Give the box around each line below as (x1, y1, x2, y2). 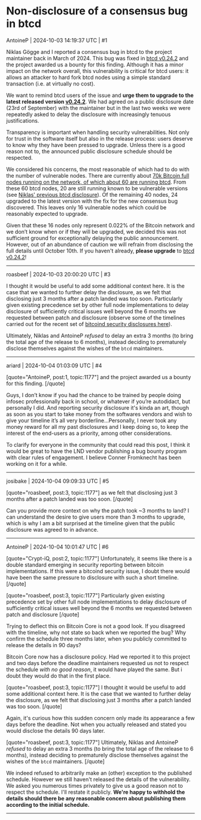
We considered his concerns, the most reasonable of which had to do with (6, 166, 190, 173)
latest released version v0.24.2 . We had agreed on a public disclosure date (6, 97, 194, 105)
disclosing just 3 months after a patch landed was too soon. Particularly (6, 295, 183, 302)
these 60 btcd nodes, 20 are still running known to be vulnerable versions (6, 184, 188, 192)
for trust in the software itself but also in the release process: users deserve (6, 135, 193, 142)
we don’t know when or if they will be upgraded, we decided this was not (6, 228, 187, 235)
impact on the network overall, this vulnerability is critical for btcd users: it (6, 67, 189, 74)
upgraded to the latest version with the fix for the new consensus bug (6, 197, 178, 205)
